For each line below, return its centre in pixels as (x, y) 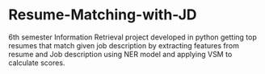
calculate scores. (37, 63)
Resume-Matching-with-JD (103, 15)
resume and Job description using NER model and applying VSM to (120, 54)
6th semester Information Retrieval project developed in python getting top (132, 37)
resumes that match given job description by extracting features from (124, 45)
